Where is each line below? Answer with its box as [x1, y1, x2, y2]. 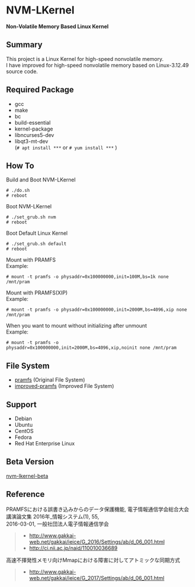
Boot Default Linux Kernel [6, 229, 68, 237]
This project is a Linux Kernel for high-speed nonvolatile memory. [6, 55, 164, 62]
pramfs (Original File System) [14, 376, 85, 383]
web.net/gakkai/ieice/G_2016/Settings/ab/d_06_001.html [29, 538, 165, 545]
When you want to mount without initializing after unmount [6, 322, 148, 329]
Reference [6, 489, 45, 499]
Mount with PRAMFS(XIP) [6, 289, 68, 296]
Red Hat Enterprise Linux [14, 440, 75, 447]
